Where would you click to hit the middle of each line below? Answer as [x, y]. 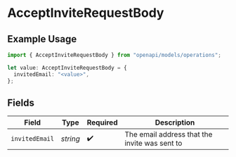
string [71, 139]
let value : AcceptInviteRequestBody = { [67, 68]
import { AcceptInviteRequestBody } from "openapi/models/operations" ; [114, 55]
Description [175, 123]
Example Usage [42, 39]
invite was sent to [153, 144]
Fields [21, 102]
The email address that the [169, 134]
